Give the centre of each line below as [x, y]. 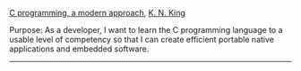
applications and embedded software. [79, 49]
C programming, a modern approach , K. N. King [98, 13]
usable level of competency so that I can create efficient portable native [142, 39]
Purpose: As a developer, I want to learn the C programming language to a [146, 30]
